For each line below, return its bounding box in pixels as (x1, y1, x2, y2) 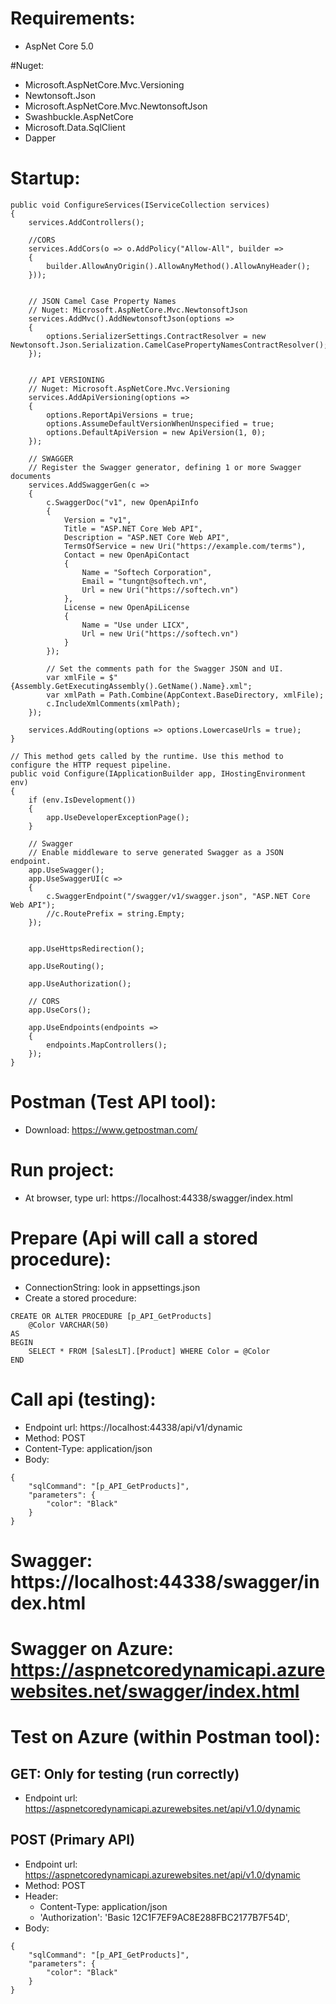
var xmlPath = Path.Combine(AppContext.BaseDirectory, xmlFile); (46, 690, 325, 700)
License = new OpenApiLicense (63, 602, 190, 612)
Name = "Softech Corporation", (81, 567, 213, 577)
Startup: (10, 167, 81, 190)
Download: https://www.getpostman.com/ (24, 1123, 198, 1136)
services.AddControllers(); (28, 217, 145, 227)
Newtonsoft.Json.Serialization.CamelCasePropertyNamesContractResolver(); (10, 340, 329, 350)
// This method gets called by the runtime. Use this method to (10, 751, 284, 761)
